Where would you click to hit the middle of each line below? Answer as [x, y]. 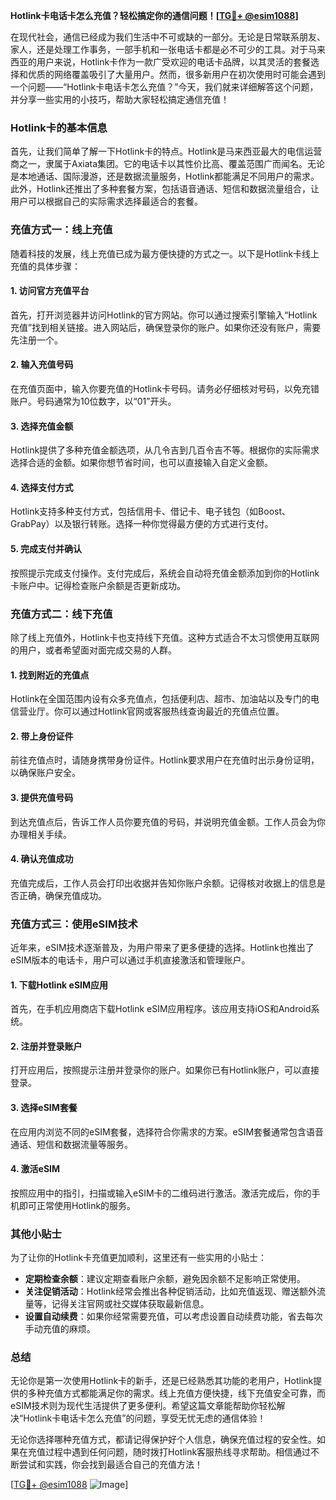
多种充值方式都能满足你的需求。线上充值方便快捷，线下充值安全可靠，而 [176, 1393]
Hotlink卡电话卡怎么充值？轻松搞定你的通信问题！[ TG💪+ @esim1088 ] [154, 15]
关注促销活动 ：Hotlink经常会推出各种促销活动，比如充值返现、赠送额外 [170, 1291]
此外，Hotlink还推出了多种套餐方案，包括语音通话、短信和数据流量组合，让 [165, 189]
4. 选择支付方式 [42, 487]
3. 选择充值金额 [42, 426]
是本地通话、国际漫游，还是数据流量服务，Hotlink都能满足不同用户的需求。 [165, 176]
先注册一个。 [36, 340]
